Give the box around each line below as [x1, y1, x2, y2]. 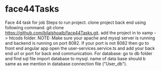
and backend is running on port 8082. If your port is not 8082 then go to [5, 40, 149, 46]
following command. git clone [5, 24, 64, 30]
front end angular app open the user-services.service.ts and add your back [5, 45, 155, 51]
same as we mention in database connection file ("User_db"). [5, 61, 127, 67]
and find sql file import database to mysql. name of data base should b [5, 55, 146, 61]
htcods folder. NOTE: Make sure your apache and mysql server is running [9, 35, 156, 41]
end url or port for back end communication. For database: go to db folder [5, 50, 153, 56]
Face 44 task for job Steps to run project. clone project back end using [5, 19, 146, 25]
